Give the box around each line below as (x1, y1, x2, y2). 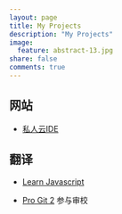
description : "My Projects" (9, 29, 114, 38)
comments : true (9, 63, 66, 72)
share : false (9, 54, 58, 63)
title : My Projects (9, 21, 82, 30)
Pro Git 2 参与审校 (21, 194, 88, 205)
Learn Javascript (21, 176, 85, 187)
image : (9, 37, 34, 47)
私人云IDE (21, 123, 60, 134)
